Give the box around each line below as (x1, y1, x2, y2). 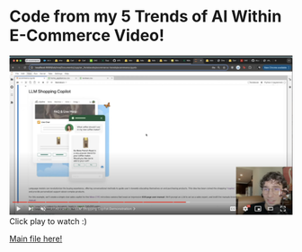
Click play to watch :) (9, 216, 87, 227)
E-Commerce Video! (9, 25, 164, 46)
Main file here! (9, 233, 63, 244)
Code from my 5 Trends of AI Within (9, 6, 282, 27)
